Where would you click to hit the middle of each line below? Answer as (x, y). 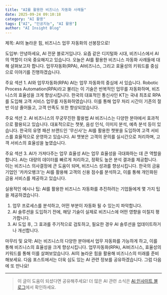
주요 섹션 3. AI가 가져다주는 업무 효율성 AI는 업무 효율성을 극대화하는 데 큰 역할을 (83, 153)
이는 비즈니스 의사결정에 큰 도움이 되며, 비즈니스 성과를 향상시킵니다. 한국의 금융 (83, 166)
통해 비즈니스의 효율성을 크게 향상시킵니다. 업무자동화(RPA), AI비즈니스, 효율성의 (83, 247)
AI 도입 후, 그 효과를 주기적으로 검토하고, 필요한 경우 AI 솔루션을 (74, 224)
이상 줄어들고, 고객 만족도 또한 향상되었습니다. (55, 108)
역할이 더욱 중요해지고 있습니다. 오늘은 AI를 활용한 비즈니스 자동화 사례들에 (83, 60)
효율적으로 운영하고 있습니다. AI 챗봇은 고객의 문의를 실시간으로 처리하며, (84, 137)
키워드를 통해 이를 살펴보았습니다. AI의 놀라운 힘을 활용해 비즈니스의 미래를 (78, 253)
